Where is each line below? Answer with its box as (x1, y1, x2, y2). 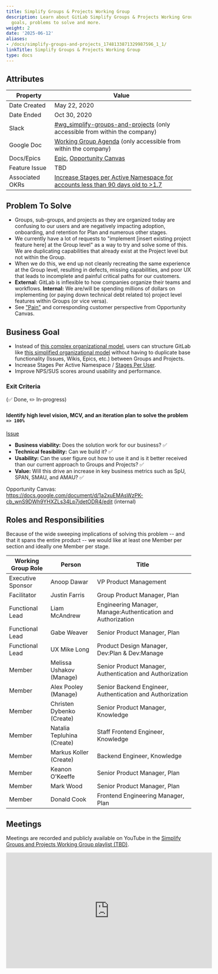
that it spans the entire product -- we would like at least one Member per (6, 537, 182, 544)
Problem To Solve (6, 200, 72, 210)
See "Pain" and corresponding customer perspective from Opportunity (14, 304, 186, 311)
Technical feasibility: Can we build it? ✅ (14, 448, 113, 455)
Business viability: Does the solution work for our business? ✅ (14, 441, 167, 448)
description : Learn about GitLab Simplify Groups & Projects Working (6, 14, 180, 20)
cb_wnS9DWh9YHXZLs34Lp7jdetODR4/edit (6, 498, 113, 505)
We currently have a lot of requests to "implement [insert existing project (14, 235, 191, 242)
